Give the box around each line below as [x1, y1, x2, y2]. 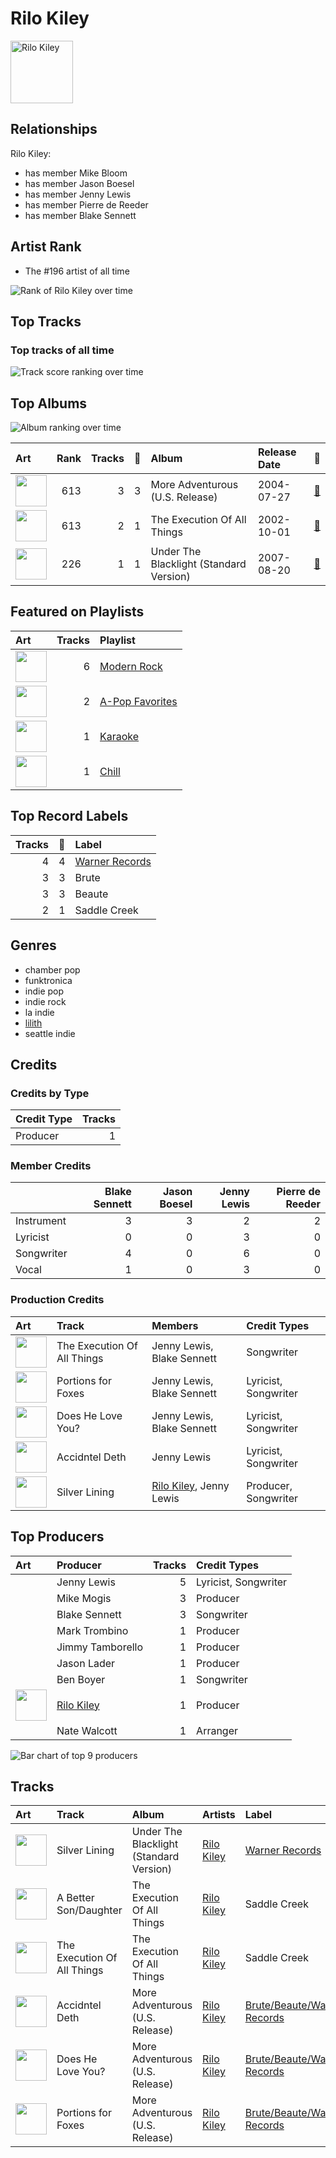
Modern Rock [99, 659, 163, 673]
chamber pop [24, 963, 81, 976]
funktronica [24, 974, 73, 986]
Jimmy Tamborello [56, 1640, 144, 1654]
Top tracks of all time [10, 343, 115, 357]
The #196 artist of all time [24, 265, 130, 277]
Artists [202, 1808, 236, 1822]
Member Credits [10, 1159, 92, 1173]
